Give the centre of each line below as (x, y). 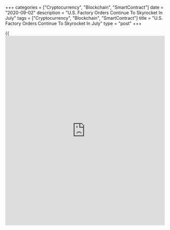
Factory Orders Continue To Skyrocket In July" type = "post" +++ (74, 23)
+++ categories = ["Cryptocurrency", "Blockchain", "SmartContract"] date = (84, 7)
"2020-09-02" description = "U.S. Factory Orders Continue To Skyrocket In (84, 13)
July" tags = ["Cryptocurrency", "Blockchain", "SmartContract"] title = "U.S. (84, 18)
